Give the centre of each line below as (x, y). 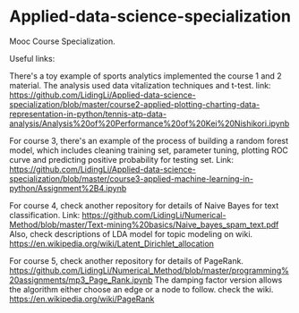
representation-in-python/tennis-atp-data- (88, 114)
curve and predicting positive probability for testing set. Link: (122, 159)
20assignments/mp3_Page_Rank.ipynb (81, 280)
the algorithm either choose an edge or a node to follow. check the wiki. (141, 289)
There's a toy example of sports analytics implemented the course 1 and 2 (145, 76)
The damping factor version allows (218, 280)
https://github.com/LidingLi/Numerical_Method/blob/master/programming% (149, 270)
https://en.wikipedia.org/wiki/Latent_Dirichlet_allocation (112, 243)
